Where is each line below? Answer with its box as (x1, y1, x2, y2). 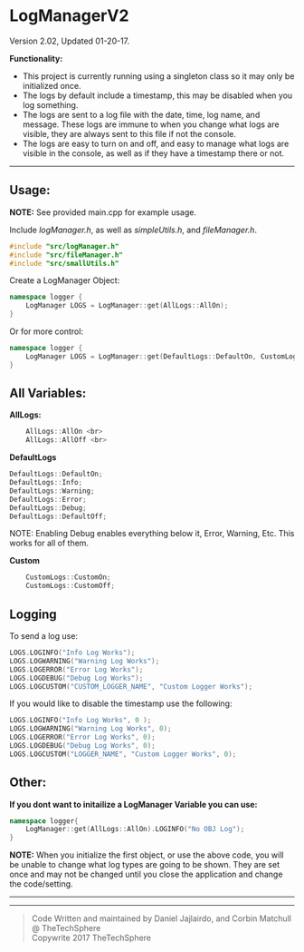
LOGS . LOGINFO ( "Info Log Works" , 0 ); (9, 716, 152, 725)
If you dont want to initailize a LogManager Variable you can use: (9, 799, 258, 810)
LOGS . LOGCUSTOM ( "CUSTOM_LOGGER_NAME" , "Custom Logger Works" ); (9, 682, 253, 691)
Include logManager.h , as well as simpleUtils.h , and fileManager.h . (9, 224, 258, 235)
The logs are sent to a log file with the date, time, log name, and (22, 109, 261, 120)
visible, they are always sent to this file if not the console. (22, 128, 237, 139)
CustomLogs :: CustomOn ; (25, 573, 111, 582)
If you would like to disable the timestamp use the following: (9, 698, 233, 709)
